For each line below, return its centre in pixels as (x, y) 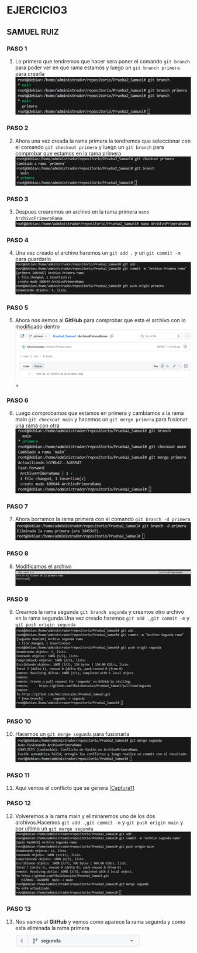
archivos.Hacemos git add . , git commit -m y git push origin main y (99, 822)
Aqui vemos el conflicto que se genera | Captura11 (75, 788)
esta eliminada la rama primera (52, 928)
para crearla (30, 73)
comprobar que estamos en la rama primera (68, 153)
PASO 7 (17, 506)
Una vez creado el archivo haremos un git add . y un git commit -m (98, 252)
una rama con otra (37, 425)
